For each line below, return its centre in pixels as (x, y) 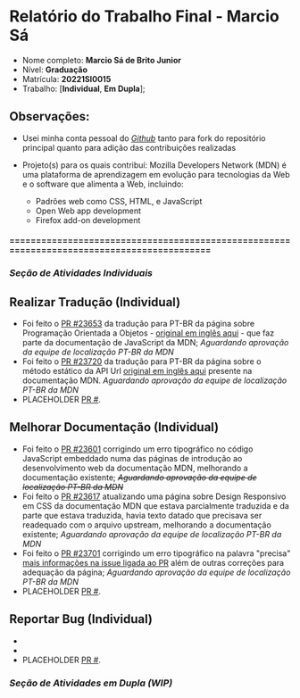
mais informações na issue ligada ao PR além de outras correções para (153, 562)
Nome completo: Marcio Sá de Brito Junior (101, 60)
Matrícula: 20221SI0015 (67, 79)
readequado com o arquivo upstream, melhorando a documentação (147, 525)
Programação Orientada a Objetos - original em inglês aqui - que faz (148, 333)
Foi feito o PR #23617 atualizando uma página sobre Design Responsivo (154, 496)
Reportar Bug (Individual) (81, 619)
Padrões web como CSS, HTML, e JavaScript (119, 201)
